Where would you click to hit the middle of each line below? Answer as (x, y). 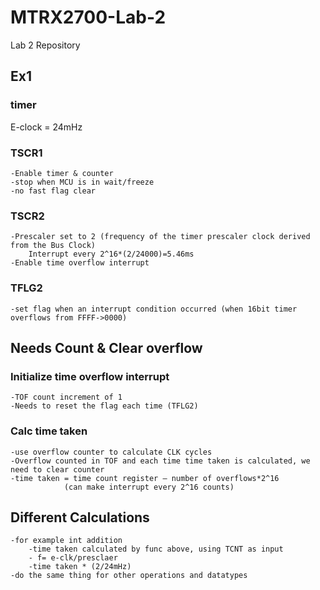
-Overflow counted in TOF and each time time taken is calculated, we (160, 461)
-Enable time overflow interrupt (80, 263)
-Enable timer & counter (62, 173)
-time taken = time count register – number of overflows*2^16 (145, 478)
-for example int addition (66, 541)
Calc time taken (49, 431)
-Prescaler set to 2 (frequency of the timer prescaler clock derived (160, 237)
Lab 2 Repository (45, 45)
